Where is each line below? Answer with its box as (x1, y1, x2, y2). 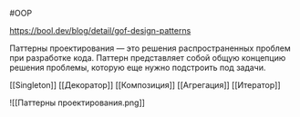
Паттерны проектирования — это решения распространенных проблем (9, 43, 291, 54)
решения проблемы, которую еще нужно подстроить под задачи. (9, 63, 266, 73)
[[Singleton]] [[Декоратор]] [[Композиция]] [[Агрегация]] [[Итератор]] (9, 80, 281, 90)
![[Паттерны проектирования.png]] (9, 97, 146, 108)
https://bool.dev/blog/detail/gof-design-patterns (9, 25, 191, 35)
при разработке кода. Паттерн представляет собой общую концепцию (9, 53, 286, 63)
